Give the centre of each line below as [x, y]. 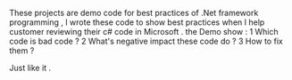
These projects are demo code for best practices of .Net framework [134, 13]
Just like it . [30, 68]
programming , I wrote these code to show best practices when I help [137, 22]
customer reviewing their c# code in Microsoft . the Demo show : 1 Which [144, 32]
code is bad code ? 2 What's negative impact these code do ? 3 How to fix [146, 41]
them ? [22, 51]
